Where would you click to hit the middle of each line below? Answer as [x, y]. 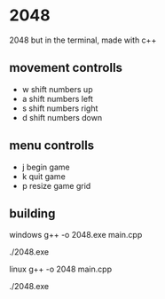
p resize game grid [56, 185]
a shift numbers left [57, 98]
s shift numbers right [60, 108]
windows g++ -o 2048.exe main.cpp [76, 235]
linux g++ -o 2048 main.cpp [61, 269]
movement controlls [66, 68]
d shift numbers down [62, 117]
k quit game [44, 176]
